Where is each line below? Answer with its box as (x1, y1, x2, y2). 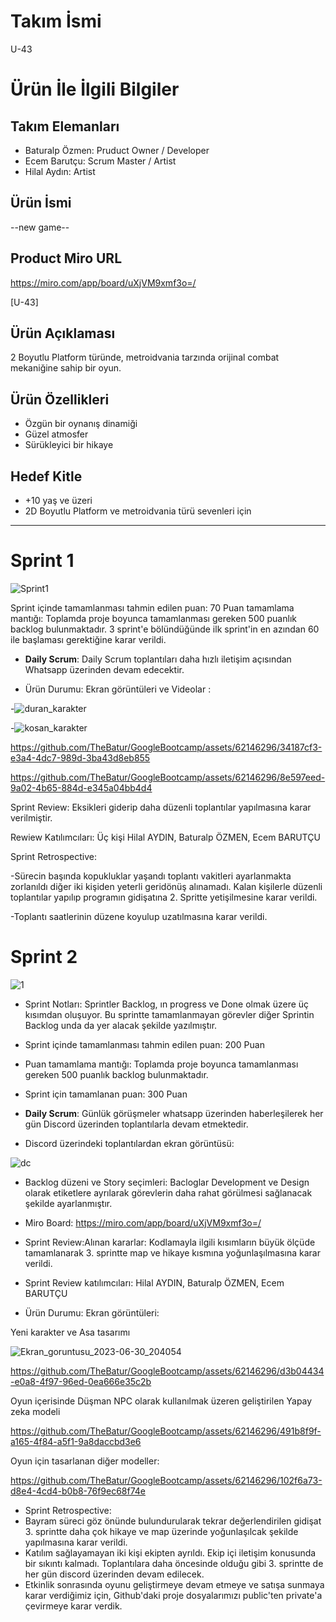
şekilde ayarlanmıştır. (24, 1197, 113, 1209)
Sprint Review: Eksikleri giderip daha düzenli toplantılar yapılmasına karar (10, 801, 312, 813)
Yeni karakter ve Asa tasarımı (10, 1326, 131, 1338)
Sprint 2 (10, 946, 78, 969)
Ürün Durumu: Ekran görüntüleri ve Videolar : (24, 683, 212, 695)
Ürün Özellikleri (10, 391, 110, 408)
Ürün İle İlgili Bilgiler (10, 78, 180, 101)
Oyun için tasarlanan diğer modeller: (10, 1455, 160, 1467)
